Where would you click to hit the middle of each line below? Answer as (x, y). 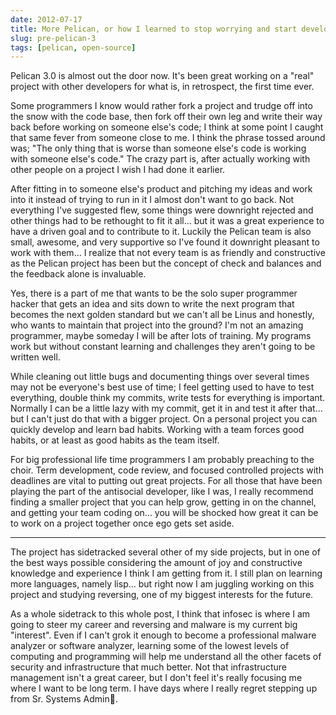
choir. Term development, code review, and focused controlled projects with (167, 470)
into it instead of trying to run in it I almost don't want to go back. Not (152, 200)
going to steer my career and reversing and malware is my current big (154, 625)
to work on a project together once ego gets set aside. (122, 523)
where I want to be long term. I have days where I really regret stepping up (164, 688)
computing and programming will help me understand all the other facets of (166, 657)
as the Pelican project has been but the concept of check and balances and (166, 263)
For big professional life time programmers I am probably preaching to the (162, 460)
